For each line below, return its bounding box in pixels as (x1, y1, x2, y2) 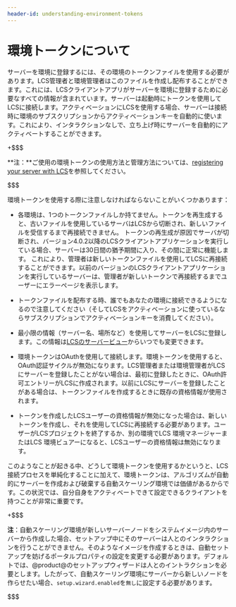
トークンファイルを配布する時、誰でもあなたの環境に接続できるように (17, 295, 222, 304)
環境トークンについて (7, 43, 131, 59)
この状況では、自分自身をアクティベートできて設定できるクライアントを (18, 488, 228, 496)
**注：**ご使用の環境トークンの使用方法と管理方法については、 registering (7, 158, 224, 166)
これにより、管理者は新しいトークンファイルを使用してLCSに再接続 (31, 255, 228, 263)
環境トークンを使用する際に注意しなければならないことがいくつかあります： (7, 195, 230, 204)
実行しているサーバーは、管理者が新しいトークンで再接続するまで (30, 272, 222, 281)
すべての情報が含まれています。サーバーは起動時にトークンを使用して (19, 94, 222, 102)
